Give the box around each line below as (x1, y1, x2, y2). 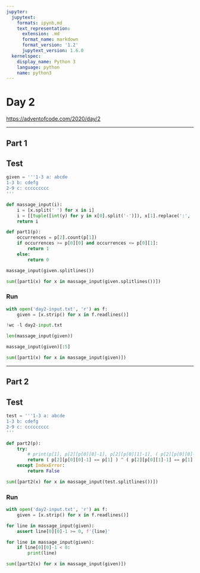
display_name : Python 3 (17, 58, 76, 64)
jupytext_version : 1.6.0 (21, 48, 84, 54)
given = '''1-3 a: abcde (6, 174, 68, 180)
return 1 (27, 246, 49, 252)
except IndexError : (17, 463, 65, 469)
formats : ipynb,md (17, 20, 62, 26)
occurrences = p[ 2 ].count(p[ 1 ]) (17, 235, 97, 241)
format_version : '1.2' (21, 42, 79, 48)
